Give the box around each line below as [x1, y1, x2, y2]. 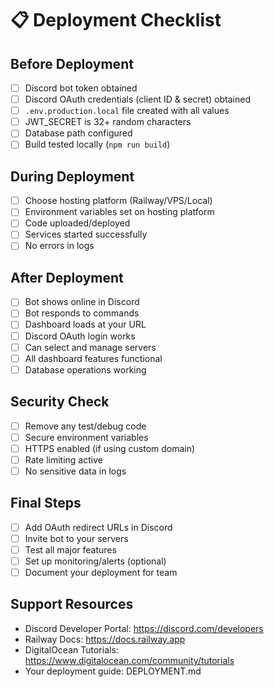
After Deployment [10, 269, 124, 286]
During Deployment [10, 168, 135, 185]
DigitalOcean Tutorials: [24, 643, 119, 656]
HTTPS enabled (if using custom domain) [24, 442, 196, 454]
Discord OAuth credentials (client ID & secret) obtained [24, 93, 252, 106]
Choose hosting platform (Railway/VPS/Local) [24, 195, 213, 207]
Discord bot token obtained [24, 82, 138, 94]
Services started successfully [24, 228, 148, 241]
